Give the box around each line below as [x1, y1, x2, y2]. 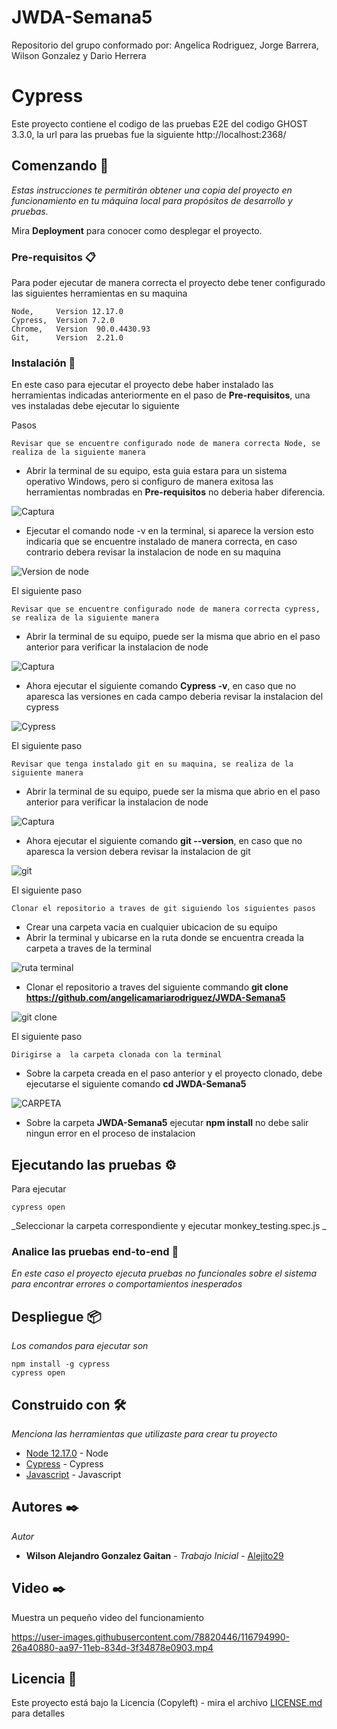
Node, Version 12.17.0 [11, 306, 124, 316]
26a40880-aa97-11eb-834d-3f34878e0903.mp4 [11, 1641, 214, 1653]
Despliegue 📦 [11, 1308, 102, 1325]
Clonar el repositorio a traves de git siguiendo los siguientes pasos [11, 904, 316, 914]
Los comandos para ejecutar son [11, 1340, 149, 1352]
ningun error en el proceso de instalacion [25, 1127, 196, 1140]
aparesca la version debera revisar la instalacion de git [25, 846, 251, 858]
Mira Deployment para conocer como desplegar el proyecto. [11, 224, 263, 236]
